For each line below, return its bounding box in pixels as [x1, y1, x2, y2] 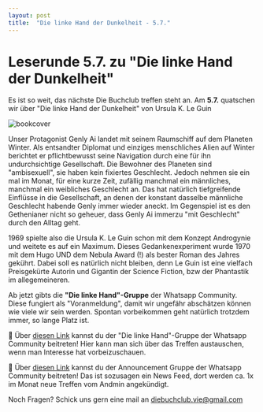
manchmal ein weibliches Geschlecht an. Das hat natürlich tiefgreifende [8, 184, 241, 194]
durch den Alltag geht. [8, 218, 81, 228]
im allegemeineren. [8, 275, 70, 284]
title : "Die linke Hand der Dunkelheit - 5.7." [8, 19, 171, 27]
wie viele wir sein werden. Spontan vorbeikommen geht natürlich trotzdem [8, 307, 250, 317]
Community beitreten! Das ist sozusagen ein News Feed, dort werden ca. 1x [8, 371, 254, 380]
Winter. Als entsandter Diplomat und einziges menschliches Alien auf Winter [8, 143, 255, 152]
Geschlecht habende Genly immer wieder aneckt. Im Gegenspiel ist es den [8, 202, 250, 211]
